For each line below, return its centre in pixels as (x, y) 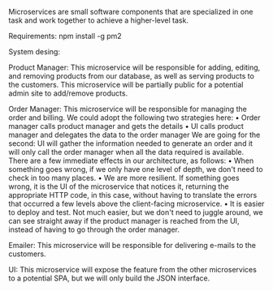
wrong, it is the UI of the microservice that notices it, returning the (119, 186)
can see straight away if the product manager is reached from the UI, (124, 221)
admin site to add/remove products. (68, 93)
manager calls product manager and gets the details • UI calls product (126, 126)
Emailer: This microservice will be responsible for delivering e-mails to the (132, 245)
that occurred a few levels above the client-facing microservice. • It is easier (136, 203)
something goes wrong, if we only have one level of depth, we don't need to (136, 169)
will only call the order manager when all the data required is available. (126, 152)
